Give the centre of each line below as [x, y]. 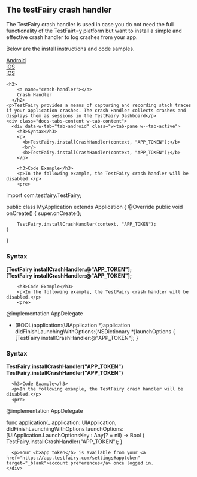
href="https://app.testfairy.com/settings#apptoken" [73, 458]
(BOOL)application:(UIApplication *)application [72, 325]
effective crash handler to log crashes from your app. [72, 37]
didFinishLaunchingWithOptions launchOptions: [65, 429]
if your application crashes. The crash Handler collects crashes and [96, 111]
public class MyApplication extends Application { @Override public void [95, 207]
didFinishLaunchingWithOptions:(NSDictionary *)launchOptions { [95, 332]
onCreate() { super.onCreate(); [44, 213]
